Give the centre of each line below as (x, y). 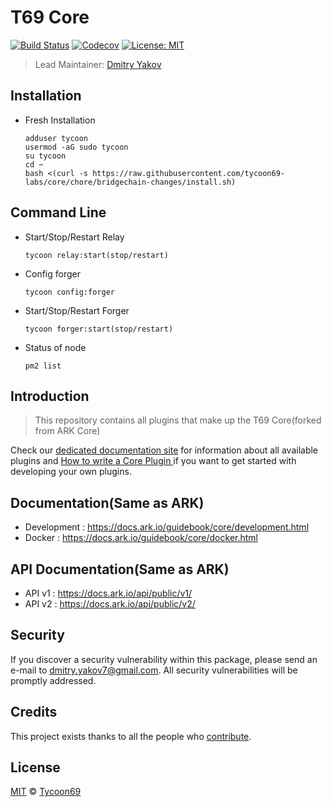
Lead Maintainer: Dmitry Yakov (98, 64)
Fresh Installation (60, 120)
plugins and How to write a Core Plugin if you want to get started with (153, 461)
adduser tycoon (56, 138)
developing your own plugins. (71, 472)
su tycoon (45, 156)
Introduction (50, 396)
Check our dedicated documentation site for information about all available (164, 450)
